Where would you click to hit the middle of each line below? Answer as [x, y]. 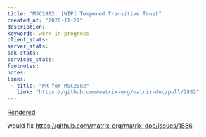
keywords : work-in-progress [49, 33]
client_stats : [28, 40]
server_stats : [28, 46]
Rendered [21, 112]
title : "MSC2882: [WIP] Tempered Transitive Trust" [84, 14]
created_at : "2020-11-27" [45, 20]
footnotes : [23, 66]
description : [26, 27]
